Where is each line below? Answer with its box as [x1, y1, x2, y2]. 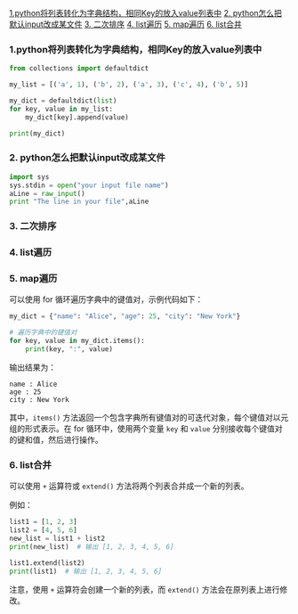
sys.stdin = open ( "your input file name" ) [9, 181, 169, 190]
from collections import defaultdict [9, 64, 149, 73]
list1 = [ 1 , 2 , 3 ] [9, 518, 77, 527]
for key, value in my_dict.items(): [9, 337, 145, 346]
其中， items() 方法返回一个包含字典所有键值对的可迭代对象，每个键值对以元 [9, 412, 289, 422]
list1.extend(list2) [9, 558, 86, 568]
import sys [9, 172, 50, 181]
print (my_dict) [9, 128, 66, 138]
